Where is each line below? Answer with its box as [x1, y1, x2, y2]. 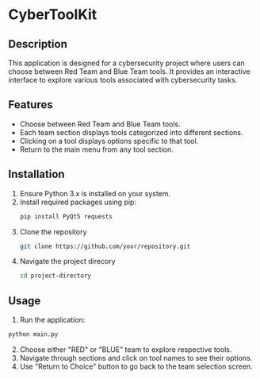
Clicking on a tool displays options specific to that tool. [19, 136, 199, 145]
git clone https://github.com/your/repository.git [19, 242, 191, 250]
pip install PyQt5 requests [19, 212, 113, 220]
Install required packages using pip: [19, 197, 137, 207]
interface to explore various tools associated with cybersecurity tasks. [8, 75, 238, 84]
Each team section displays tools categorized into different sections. [19, 127, 243, 137]
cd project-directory [19, 272, 91, 280]
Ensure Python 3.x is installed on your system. [19, 188, 171, 198]
